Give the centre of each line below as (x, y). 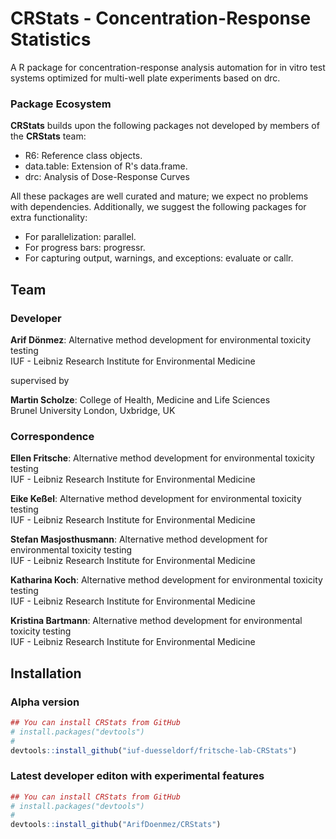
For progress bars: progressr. (85, 248)
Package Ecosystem (61, 104)
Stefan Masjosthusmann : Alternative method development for (139, 539)
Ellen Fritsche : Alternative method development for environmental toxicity (162, 458)
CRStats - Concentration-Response (161, 18)
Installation (46, 673)
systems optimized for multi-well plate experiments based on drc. (145, 78)
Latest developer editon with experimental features (137, 776)
